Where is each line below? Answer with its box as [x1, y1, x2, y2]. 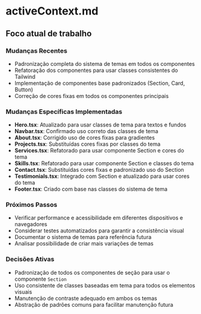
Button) [14, 86, 34, 93]
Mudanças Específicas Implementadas [5, 107, 122, 116]
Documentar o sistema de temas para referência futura [14, 234, 152, 241]
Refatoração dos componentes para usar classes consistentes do [14, 67, 178, 74]
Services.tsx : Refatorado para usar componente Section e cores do [14, 147, 185, 154]
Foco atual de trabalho [5, 28, 92, 39]
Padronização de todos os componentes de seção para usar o [14, 269, 170, 276]
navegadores [14, 221, 48, 228]
